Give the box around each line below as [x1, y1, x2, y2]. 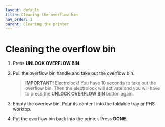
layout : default [5, 7, 39, 13]
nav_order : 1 [5, 17, 33, 22]
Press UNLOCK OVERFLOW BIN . [12, 60, 81, 67]
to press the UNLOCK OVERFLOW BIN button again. [25, 91, 134, 97]
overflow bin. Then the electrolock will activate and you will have [25, 85, 160, 91]
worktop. [12, 106, 32, 112]
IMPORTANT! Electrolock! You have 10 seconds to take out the [25, 80, 156, 86]
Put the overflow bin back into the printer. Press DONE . [12, 116, 128, 122]
